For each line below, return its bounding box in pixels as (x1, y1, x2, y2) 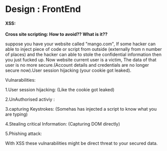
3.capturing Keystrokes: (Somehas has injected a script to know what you (5, 106, 157, 112)
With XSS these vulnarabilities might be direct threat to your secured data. (5, 141, 158, 147)
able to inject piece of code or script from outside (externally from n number (5, 46, 162, 52)
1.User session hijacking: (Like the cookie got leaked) (5, 87, 115, 93)
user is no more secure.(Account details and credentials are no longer (5, 62, 149, 68)
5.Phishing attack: (5, 131, 42, 137)
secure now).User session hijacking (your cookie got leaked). (5, 67, 131, 73)
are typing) (5, 111, 28, 118)
